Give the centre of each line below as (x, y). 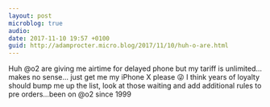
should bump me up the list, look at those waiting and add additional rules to (135, 86)
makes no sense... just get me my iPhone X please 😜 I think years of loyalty (134, 77)
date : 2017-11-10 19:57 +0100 (59, 38)
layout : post (30, 16)
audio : (19, 31)
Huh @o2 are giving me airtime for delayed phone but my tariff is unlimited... (135, 68)
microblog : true (35, 23)
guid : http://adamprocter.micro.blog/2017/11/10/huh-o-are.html (118, 46)
